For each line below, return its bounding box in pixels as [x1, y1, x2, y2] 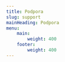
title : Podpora [6, 8, 44, 15]
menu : [6, 25, 19, 31]
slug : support [6, 14, 41, 20]
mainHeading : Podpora [6, 19, 60, 25]
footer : [17, 42, 35, 48]
